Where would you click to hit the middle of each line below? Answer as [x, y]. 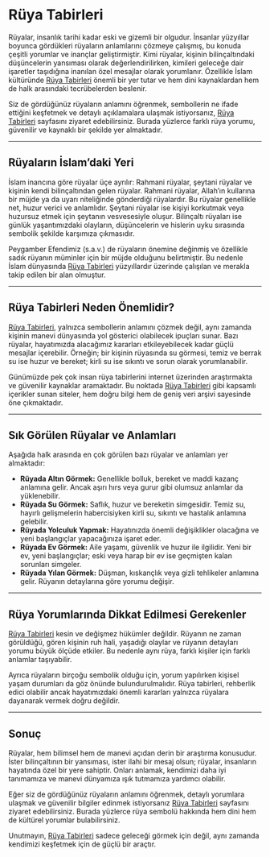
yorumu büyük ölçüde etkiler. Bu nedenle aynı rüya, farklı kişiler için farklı [129, 651]
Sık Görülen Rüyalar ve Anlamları [92, 435]
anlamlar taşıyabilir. [40, 660]
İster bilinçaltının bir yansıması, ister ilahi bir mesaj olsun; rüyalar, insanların [133, 762]
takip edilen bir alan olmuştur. [57, 275]
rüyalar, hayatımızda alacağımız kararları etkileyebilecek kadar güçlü [121, 344]
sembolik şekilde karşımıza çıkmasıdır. [72, 233]
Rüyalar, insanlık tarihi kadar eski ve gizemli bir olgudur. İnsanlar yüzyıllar [129, 37]
